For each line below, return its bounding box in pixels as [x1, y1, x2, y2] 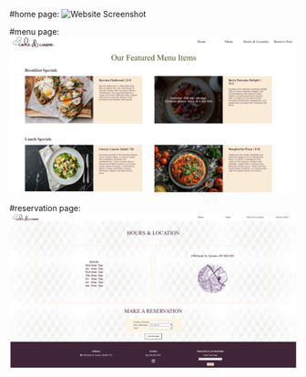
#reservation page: [9, 202, 81, 213]
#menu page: [9, 26, 60, 36]
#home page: [9, 9, 60, 19]
